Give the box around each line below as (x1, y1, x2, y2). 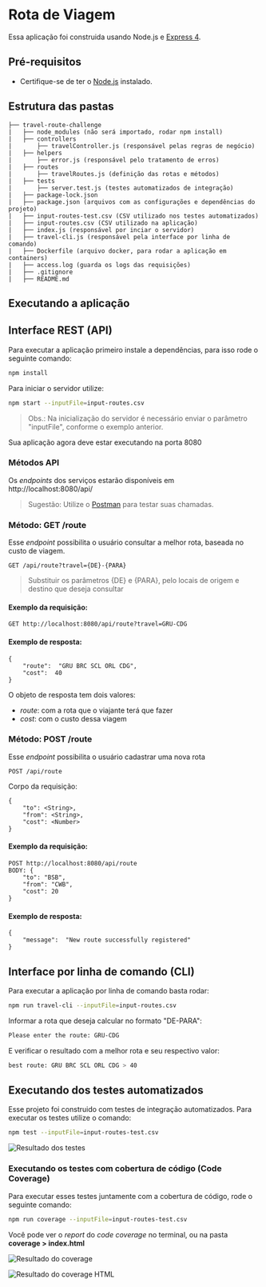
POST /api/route (8, 767, 62, 775)
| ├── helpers (8, 149, 62, 157)
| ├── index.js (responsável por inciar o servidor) (8, 226, 195, 234)
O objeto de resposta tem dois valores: (8, 689, 136, 699)
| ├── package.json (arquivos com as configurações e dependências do (8, 198, 256, 206)
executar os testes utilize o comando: (8, 1113, 132, 1123)
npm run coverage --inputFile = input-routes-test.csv (8, 1215, 188, 1223)
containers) (8, 254, 48, 262)
